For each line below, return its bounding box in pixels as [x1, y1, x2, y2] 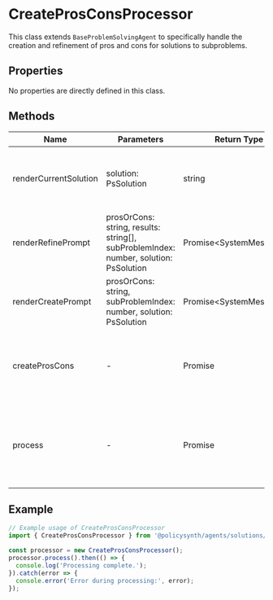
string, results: [106, 221, 161, 233]
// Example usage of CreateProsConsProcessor [8, 524, 165, 532]
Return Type [214, 134, 264, 145]
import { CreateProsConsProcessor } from [8, 532, 151, 540]
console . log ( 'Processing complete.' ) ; [15, 561, 148, 570]
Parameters [117, 134, 164, 145]
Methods [8, 109, 55, 123]
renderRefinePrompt [12, 237, 91, 248]
